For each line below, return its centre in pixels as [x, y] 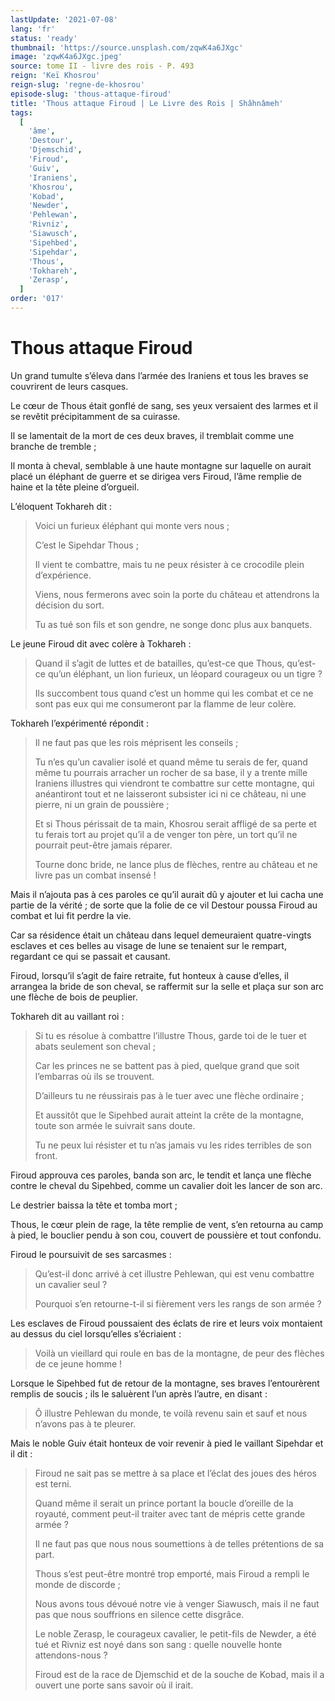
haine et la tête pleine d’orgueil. [75, 487]
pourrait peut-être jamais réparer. [103, 845]
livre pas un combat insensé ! [95, 875]
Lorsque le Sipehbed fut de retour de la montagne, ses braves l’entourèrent [165, 1383]
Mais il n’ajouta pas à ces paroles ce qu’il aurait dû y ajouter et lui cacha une [167, 894]
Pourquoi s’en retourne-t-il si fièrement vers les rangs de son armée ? [178, 1303]
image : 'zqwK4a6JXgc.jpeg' [66, 57]
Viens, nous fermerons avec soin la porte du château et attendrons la [177, 594]
